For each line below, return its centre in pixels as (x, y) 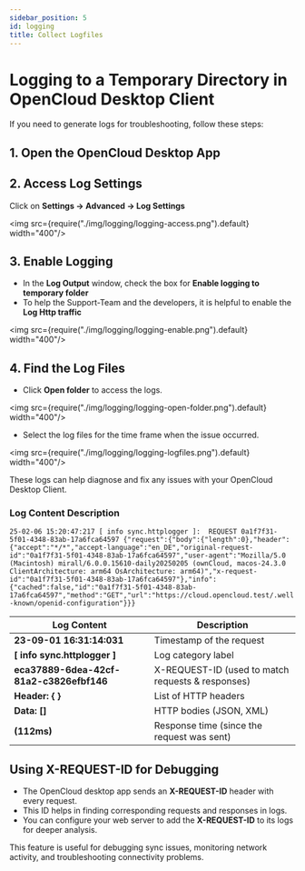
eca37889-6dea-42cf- (67, 670)
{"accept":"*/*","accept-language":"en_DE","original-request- (132, 548)
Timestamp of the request (209, 640)
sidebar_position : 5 (49, 18)
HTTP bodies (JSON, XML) (212, 711)
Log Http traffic (52, 312)
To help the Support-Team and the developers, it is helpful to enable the (157, 303)
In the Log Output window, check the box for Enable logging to (141, 284)
